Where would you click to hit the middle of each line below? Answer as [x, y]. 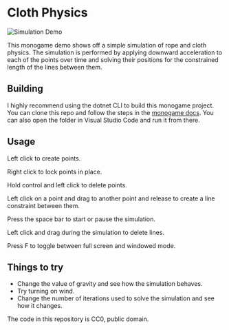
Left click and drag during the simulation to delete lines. [86, 232]
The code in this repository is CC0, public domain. [78, 319]
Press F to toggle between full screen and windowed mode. [91, 245]
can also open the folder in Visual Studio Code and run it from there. [104, 120]
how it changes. [40, 306]
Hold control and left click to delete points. [67, 185]
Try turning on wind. [46, 291]
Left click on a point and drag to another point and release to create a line [111, 198]
